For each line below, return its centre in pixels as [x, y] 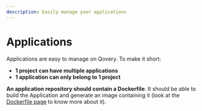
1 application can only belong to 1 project [68, 77]
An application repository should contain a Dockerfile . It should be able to [101, 89]
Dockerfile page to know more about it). [56, 101]
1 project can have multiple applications [67, 70]
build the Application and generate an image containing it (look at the [93, 95]
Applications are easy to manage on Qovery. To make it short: [84, 59]
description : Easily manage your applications [67, 12]
